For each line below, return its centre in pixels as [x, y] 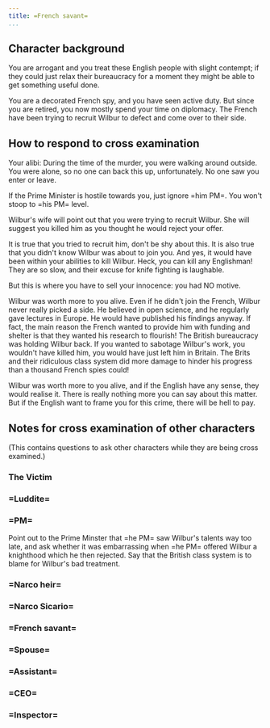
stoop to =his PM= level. [49, 204]
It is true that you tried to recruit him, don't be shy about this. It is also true [131, 244]
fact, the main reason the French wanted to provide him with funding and [129, 327]
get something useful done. [54, 85]
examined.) [27, 457]
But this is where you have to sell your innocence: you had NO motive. [125, 286]
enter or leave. [32, 180]
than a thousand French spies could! [69, 370]
